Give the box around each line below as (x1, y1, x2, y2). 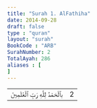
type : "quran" (7, 29, 51, 37)
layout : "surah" (7, 36, 54, 43)
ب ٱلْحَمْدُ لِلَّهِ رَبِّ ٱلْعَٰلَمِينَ (10, 89, 63, 99)
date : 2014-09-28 (7, 17, 57, 24)
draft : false (7, 23, 45, 30)
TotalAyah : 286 (7, 55, 51, 62)
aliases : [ (7, 62, 41, 69)
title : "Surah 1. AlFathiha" (7, 10, 91, 17)
